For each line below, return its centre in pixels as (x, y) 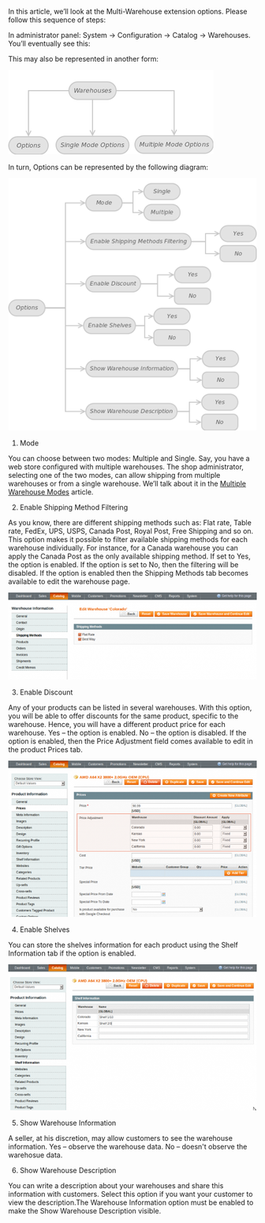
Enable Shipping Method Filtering (74, 507)
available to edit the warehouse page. (69, 581)
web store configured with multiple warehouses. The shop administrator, (126, 467)
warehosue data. (35, 1155)
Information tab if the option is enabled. (72, 953)
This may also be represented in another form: (84, 59)
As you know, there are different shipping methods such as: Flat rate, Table (130, 523)
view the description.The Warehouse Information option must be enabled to (131, 1202)
